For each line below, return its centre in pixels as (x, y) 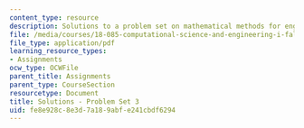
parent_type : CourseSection (62, 85)
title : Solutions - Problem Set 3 (75, 101)
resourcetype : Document (54, 93)
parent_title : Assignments (60, 77)
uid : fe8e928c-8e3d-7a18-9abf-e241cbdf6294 (93, 110)
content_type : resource (54, 18)
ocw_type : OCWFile (44, 69)
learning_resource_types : (58, 51)
